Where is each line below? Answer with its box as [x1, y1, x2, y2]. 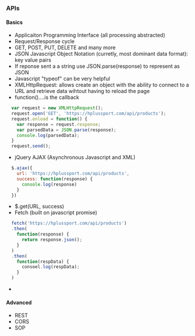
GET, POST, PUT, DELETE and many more [14, 44, 116, 51]
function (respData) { [16, 259, 69, 265]
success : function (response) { [16, 176, 93, 182]
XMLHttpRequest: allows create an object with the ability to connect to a [14, 81, 189, 88]
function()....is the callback [14, 94, 80, 101]
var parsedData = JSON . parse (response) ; [16, 127, 117, 133]
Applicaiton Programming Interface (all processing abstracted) [14, 32, 166, 39]
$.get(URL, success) [14, 203, 64, 210]
